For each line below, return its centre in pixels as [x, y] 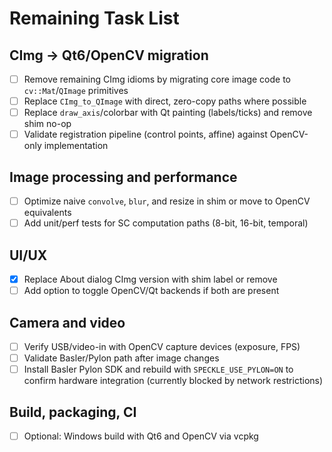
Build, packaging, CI [73, 412]
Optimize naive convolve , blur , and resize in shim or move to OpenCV [167, 201]
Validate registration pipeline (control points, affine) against [145, 134]
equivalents [47, 213]
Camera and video [67, 322]
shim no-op [47, 124]
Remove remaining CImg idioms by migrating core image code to [157, 79]
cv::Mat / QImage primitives [76, 91]
